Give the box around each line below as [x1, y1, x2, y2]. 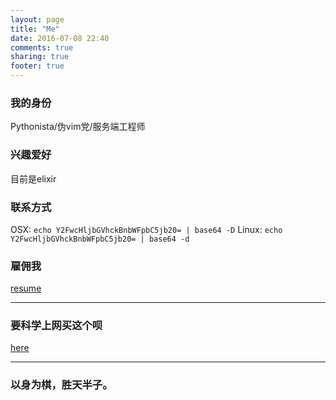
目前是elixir [10, 172, 57, 185]
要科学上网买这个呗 [10, 319, 103, 333]
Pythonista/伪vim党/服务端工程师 [10, 121, 146, 133]
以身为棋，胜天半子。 [10, 378, 113, 392]
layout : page [10, 14, 65, 25]
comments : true [10, 42, 74, 53]
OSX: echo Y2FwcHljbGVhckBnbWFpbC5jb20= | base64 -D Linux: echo [10, 223, 283, 235]
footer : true [10, 61, 65, 71]
